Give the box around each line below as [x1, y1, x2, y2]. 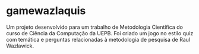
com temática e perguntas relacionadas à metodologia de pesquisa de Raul [6, 36, 191, 43]
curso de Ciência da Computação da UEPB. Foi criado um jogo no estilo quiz [6, 29, 194, 36]
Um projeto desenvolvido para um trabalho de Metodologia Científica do [6, 23, 183, 31]
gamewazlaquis [6, 4, 86, 18]
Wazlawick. [6, 42, 34, 49]
